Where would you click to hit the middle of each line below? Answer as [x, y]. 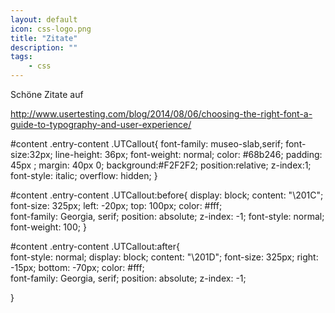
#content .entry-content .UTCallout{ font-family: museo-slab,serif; [147, 144]
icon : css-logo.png [51, 29]
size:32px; [31, 154]
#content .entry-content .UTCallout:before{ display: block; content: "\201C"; [167, 195]
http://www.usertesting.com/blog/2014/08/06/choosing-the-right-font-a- [161, 114]
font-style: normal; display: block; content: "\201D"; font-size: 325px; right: [164, 257]
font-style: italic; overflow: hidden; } [84, 175]
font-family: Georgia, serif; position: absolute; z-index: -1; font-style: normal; [167, 216]
